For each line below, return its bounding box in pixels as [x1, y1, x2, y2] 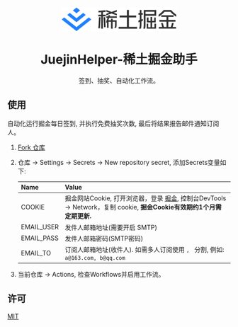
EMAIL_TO [21, 249, 52, 258]
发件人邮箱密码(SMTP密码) [64, 234, 144, 243]
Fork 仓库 [17, 143, 46, 151]
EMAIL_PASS [21, 234, 59, 243]
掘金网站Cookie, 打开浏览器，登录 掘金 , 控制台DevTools [64, 194, 227, 202]
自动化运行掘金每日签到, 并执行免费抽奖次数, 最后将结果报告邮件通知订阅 [7, 119, 220, 127]
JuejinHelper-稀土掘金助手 [40, 52, 198, 68]
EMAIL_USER [21, 223, 59, 231]
